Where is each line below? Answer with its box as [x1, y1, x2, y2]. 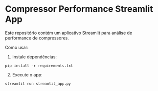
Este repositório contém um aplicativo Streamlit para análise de [5, 30, 133, 36]
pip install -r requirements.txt [5, 63, 73, 68]
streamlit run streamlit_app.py [5, 81, 71, 86]
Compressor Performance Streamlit [5, 3, 153, 15]
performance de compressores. [5, 35, 69, 41]
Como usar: [5, 44, 29, 50]
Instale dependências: [12, 54, 57, 59]
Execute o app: [12, 72, 43, 77]
